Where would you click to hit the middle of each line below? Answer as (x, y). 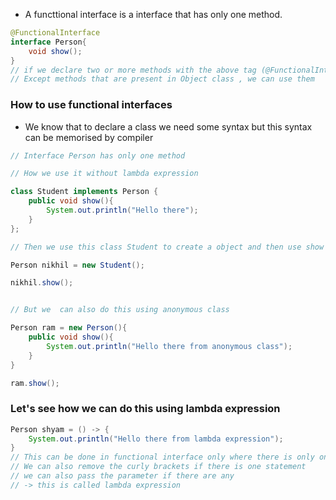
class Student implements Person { (84, 192)
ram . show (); (35, 383)
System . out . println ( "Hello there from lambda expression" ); (156, 439)
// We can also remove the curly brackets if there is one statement (158, 467)
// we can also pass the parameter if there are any (122, 476)
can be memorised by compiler (89, 137)
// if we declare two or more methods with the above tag (133, 70)
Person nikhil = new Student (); (77, 265)
